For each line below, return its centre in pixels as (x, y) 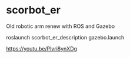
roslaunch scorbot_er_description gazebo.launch (65, 37)
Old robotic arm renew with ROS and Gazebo (61, 26)
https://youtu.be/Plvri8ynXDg (42, 48)
